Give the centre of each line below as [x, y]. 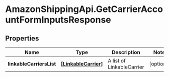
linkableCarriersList [32, 64]
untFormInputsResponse [58, 20]
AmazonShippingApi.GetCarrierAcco [84, 9]
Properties [22, 38]
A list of [117, 61]
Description [126, 52]
